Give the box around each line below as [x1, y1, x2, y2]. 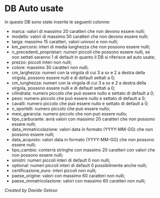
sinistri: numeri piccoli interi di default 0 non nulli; [11, 157, 110, 163]
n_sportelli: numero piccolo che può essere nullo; [11, 105, 110, 112]
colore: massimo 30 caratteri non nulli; [11, 64, 89, 70]
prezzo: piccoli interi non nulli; [11, 59, 72, 65]
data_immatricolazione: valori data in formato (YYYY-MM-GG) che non [11, 126, 153, 132]
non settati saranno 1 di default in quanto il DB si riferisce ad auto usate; [11, 54, 156, 60]
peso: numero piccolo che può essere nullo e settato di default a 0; [11, 95, 146, 101]
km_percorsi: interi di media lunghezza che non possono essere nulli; [11, 44, 151, 49]
